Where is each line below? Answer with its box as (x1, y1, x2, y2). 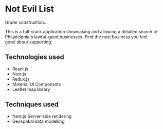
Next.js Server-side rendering (12, 113, 72, 119)
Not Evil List (5, 3, 54, 14)
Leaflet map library (12, 86, 50, 92)
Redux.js (12, 76, 30, 82)
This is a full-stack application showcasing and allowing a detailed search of (5, 29, 158, 34)
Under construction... (5, 19, 48, 25)
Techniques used (5, 100, 59, 109)
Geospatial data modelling (12, 118, 65, 124)
